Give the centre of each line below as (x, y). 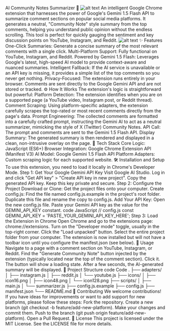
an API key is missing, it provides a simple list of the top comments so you (82, 73)
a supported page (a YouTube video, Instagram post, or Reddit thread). (79, 100)
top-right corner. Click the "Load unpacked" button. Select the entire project (85, 232)
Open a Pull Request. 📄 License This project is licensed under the (95, 318)
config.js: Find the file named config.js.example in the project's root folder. (83, 194)
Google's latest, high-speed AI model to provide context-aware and (76, 62)
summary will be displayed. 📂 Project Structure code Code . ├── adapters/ (83, 270)
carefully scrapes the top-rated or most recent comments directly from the (83, 111)
